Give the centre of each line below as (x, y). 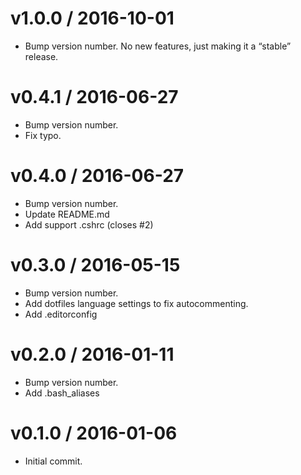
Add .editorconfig (61, 314)
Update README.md (67, 214)
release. (41, 56)
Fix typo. (43, 135)
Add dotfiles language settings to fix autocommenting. (136, 303)
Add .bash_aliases (62, 393)
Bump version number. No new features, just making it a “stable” (158, 46)
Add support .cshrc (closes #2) (89, 224)
